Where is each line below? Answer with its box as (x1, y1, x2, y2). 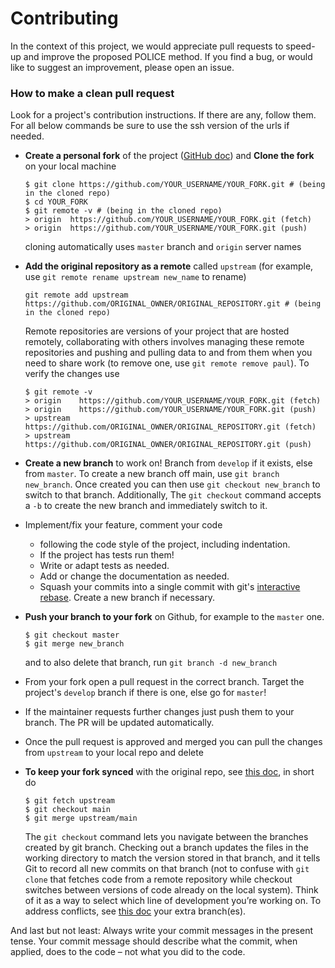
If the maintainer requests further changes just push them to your (24, 706, 295, 718)
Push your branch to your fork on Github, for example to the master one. (24, 611, 325, 623)
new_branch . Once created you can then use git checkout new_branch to (24, 478, 321, 491)
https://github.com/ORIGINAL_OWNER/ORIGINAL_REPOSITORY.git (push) (24, 440, 312, 450)
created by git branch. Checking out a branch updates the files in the (24, 842, 309, 854)
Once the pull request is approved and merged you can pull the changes (24, 736, 323, 748)
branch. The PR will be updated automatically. (24, 717, 215, 729)
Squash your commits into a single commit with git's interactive (39, 581, 301, 593)
